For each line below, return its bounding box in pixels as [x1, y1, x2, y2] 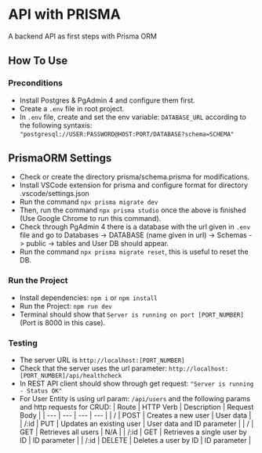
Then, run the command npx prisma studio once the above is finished [19, 205, 246, 215]
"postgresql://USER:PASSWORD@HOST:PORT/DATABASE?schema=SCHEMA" [19, 130, 235, 138]
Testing [8, 337, 38, 348]
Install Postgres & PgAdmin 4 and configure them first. [19, 96, 196, 105]
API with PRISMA [8, 5, 122, 24]
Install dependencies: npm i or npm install [19, 292, 158, 303]
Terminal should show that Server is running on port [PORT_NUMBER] [19, 310, 245, 319]
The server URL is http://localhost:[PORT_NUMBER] [19, 355, 185, 365]
